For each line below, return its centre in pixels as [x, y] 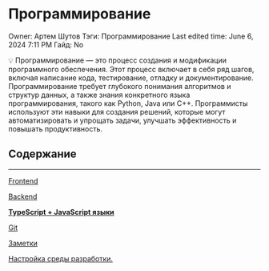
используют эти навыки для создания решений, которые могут [117, 111]
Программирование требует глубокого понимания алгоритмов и [120, 86]
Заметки [23, 243]
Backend [23, 196]
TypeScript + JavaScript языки [61, 212]
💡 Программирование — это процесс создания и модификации [117, 60]
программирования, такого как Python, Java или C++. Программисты [128, 103]
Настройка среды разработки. [61, 258]
